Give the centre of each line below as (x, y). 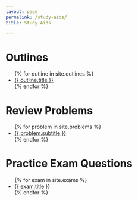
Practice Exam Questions (69, 164)
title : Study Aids (28, 23)
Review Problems (49, 110)
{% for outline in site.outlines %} (54, 74)
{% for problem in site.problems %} (58, 127)
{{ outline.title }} (34, 80)
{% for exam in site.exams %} (51, 180)
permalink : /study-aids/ (36, 17)
